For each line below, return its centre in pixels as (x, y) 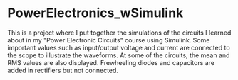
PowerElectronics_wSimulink (95, 13)
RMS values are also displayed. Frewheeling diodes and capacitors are (111, 62)
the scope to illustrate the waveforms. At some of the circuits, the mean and (119, 55)
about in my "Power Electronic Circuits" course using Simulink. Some (109, 40)
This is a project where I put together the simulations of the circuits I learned (119, 33)
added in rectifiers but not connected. (63, 70)
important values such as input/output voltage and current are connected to (119, 47)
